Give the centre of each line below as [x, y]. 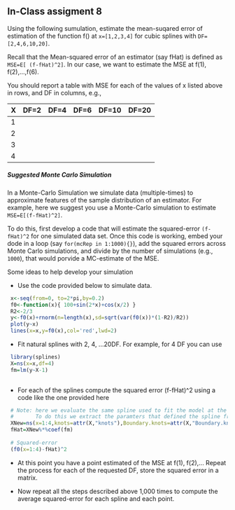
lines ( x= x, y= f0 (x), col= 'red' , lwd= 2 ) [64, 331]
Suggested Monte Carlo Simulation [59, 175]
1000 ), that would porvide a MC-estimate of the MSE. [83, 258]
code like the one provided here [63, 397]
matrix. [27, 477]
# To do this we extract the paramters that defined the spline [115, 417]
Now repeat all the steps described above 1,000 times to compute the [117, 491]
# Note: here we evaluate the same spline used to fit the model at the [119, 410]
